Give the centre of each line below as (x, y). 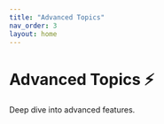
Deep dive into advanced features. (72, 110)
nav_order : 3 (33, 26)
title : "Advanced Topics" (57, 17)
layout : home (33, 34)
